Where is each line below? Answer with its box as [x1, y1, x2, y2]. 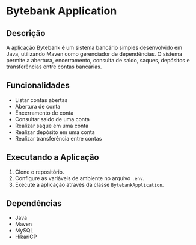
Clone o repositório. [14, 168, 64, 175]
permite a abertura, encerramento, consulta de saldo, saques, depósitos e [6, 57, 191, 64]
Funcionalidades [6, 80, 70, 91]
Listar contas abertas [14, 96, 68, 103]
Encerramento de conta [14, 109, 74, 116]
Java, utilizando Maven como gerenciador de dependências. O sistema [6, 50, 182, 58]
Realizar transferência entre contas [14, 135, 102, 142]
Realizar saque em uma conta [14, 122, 89, 129]
